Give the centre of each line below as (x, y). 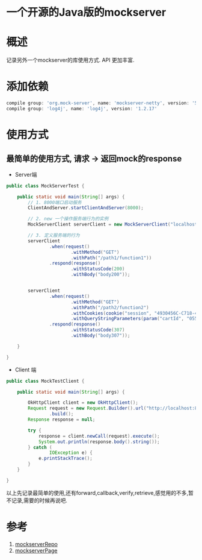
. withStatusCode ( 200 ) (98, 269)
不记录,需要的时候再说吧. (37, 500)
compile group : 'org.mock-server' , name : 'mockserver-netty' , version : (98, 103)
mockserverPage (36, 550)
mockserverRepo (36, 544)
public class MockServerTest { (45, 186)
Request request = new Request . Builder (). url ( (87, 408)
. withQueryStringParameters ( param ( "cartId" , (127, 319)
